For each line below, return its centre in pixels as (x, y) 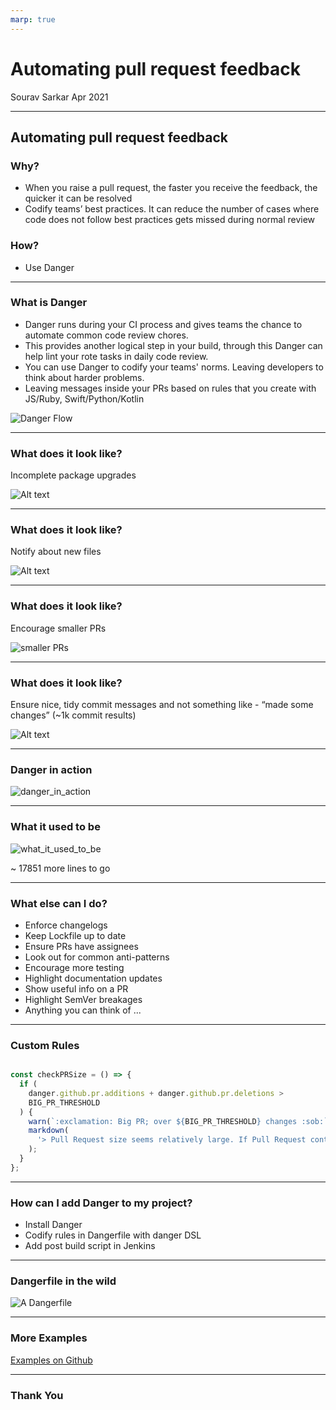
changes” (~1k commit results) (73, 715)
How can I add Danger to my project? (101, 1203)
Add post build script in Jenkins (90, 1246)
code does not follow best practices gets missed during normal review (170, 220)
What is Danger (49, 303)
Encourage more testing (74, 967)
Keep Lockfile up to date (75, 935)
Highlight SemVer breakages (83, 999)
